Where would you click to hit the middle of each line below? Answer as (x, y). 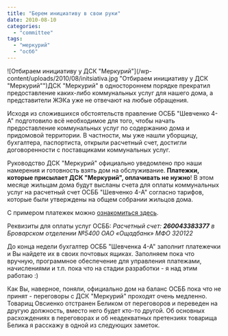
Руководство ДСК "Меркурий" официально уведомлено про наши (104, 163)
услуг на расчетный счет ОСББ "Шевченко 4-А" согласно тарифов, (105, 192)
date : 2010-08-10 (32, 20)
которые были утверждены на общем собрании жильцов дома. (100, 199)
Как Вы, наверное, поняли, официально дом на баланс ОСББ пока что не (114, 289)
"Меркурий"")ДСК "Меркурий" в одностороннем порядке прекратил (109, 86)
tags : (15, 39)
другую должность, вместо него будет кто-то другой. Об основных (106, 310)
